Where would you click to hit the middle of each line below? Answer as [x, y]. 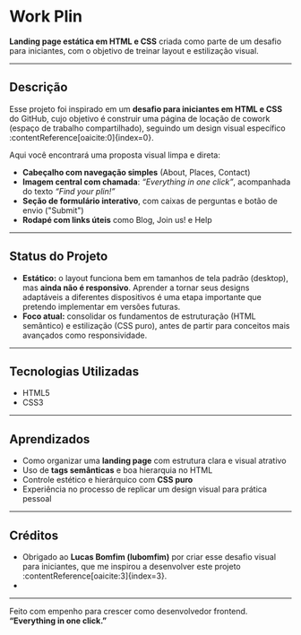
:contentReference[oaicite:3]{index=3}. [95, 576]
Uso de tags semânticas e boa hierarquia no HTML [117, 470]
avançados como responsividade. [85, 335]
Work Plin [46, 17]
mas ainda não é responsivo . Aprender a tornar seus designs [136, 287]
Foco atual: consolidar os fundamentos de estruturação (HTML [139, 316]
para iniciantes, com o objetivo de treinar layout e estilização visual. [134, 50]
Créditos [34, 535]
